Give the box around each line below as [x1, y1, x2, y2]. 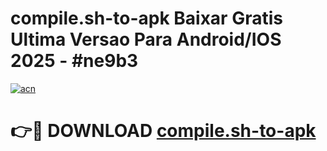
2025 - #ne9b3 [10, 50, 139, 72]
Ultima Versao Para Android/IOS [10, 28, 282, 51]
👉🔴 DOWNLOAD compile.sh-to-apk [10, 120, 317, 142]
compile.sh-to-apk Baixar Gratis [10, 7, 283, 30]
